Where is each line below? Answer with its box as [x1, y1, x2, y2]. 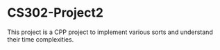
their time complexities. [7, 35, 74, 43]
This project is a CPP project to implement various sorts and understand [7, 28, 213, 36]
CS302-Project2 [7, 5, 104, 21]
